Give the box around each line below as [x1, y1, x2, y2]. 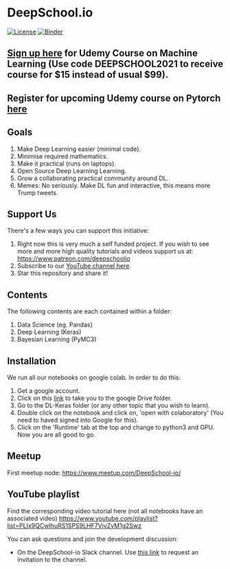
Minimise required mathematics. [16, 152, 108, 160]
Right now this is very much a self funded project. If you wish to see [16, 240, 209, 248]
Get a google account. [16, 386, 80, 394]
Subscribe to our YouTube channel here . [16, 262, 132, 270]
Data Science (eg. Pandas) [16, 321, 93, 329]
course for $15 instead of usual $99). [7, 69, 169, 80]
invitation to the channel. [16, 555, 87, 564]
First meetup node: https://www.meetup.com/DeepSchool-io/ [7, 469, 181, 477]
